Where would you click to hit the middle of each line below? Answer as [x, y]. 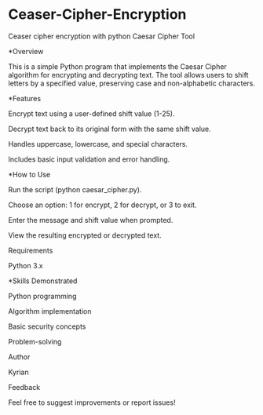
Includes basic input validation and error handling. [89, 159]
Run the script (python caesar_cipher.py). [75, 189]
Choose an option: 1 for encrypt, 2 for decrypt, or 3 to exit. [102, 205]
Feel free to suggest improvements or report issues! [92, 402]
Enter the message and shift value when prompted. [91, 220]
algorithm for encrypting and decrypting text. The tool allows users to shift [128, 75]
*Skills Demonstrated [43, 281]
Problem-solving [35, 341]
